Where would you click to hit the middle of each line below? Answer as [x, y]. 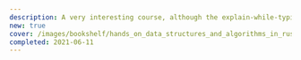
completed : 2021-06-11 [52, 42]
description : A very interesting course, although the [114, 17]
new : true [28, 26]
